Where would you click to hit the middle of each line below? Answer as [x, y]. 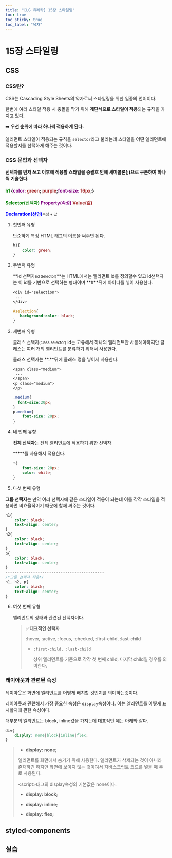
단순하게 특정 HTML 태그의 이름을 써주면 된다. [59, 235]
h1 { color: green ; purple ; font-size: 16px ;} [50, 191]
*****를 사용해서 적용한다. [39, 454]
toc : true [16, 15]
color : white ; [37, 473]
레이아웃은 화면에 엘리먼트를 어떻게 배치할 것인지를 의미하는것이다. [72, 692]
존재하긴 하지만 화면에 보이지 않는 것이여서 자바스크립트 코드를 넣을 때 [88, 767]
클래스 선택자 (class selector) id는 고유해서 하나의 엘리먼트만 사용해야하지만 [86, 342]
